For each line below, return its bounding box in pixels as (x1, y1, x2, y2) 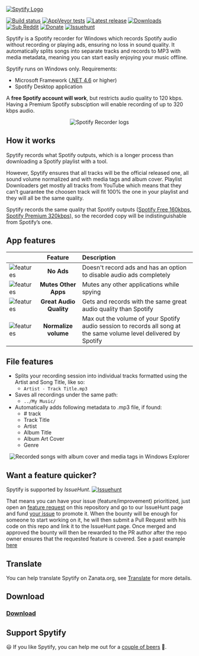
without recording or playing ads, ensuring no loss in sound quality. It (6, 41, 175, 48)
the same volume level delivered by (82, 329, 181, 337)
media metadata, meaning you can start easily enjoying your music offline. (6, 54, 188, 60)
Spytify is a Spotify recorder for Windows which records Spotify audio (6, 35, 177, 41)
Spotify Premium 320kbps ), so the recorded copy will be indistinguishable (6, 212, 187, 219)
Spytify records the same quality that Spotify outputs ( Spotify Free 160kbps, (6, 206, 192, 213)
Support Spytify (6, 628, 66, 638)
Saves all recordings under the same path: (14, 391, 118, 398)
